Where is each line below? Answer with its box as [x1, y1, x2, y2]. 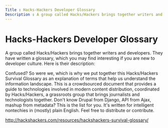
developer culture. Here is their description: [5, 60, 95, 66]
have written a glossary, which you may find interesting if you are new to [5, 55, 155, 61]
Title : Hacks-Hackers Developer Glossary [5, 7, 95, 12]
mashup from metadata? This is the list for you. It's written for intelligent [5, 102, 154, 108]
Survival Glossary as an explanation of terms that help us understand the [5, 75, 156, 81]
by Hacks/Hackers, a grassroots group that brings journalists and [5, 91, 140, 97]
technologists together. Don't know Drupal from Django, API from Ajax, [5, 97, 151, 103]
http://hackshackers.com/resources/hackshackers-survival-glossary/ [5, 117, 149, 123]
